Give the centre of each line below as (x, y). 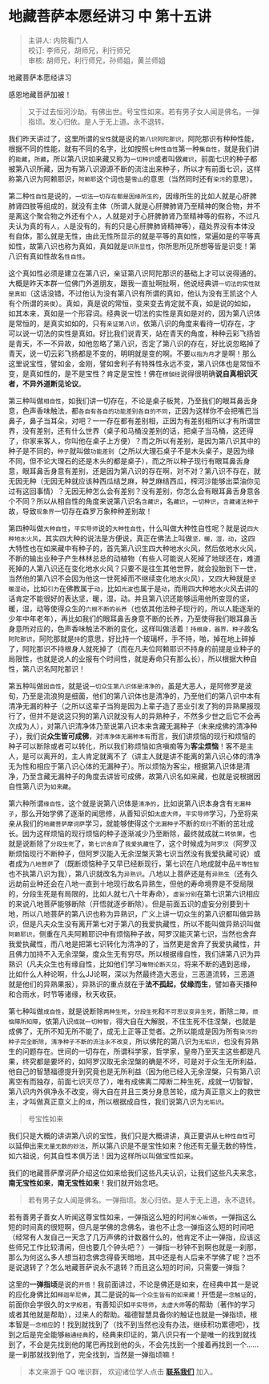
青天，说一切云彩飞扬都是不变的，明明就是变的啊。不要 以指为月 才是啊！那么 (132, 353)
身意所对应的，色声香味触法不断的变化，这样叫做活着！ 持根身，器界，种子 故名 (133, 628)
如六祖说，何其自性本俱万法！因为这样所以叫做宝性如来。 (103, 1155)
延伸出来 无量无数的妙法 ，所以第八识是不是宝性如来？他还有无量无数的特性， (138, 1145)
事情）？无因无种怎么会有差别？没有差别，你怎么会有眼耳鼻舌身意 (145, 491)
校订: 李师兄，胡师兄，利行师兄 (79, 50)
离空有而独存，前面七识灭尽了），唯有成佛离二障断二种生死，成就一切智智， (133, 1081)
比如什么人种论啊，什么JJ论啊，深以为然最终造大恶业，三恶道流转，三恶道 (131, 974)
